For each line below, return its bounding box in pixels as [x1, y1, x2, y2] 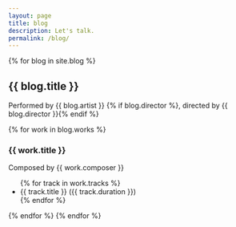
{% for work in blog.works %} [8, 125, 106, 135]
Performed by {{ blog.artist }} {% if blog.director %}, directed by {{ [8, 101, 228, 111]
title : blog [8, 19, 48, 27]
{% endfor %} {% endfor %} [8, 211, 102, 221]
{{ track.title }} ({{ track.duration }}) [19, 187, 137, 197]
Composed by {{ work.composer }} [8, 163, 125, 172]
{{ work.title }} [8, 144, 66, 156]
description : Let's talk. [8, 26, 94, 34]
